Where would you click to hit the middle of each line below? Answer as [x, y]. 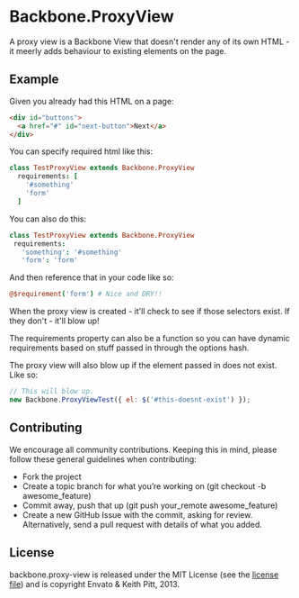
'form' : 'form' [49, 260]
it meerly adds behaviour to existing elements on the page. [118, 50]
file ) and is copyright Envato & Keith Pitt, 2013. [95, 584]
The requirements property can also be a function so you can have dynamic [149, 339]
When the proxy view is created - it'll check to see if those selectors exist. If [149, 312]
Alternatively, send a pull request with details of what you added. [142, 524]
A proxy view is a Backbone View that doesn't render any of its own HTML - [149, 41]
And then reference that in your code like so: [92, 277]
